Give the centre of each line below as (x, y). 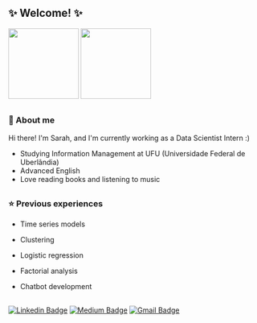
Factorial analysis (49, 271)
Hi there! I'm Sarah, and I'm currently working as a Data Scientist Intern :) (129, 138)
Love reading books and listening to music (90, 179)
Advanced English (50, 170)
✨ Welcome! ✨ (45, 13)
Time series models (53, 224)
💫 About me (31, 120)
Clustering (37, 240)
